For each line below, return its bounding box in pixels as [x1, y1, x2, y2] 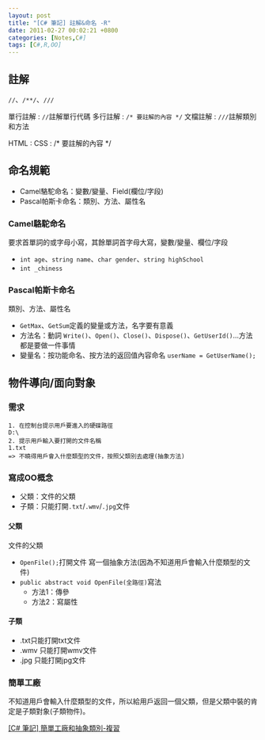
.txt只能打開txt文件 [19, 635, 81, 645]
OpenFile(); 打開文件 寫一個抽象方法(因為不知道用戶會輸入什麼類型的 [19, 557, 244, 566]
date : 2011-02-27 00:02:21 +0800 [8, 26, 119, 34]
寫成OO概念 [8, 472, 54, 483]
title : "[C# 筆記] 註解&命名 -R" [8, 19, 112, 27]
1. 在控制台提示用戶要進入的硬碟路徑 [8, 421, 113, 430]
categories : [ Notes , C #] [8, 33, 87, 42]
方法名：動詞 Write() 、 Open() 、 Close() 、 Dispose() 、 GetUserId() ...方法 [19, 330, 253, 341]
